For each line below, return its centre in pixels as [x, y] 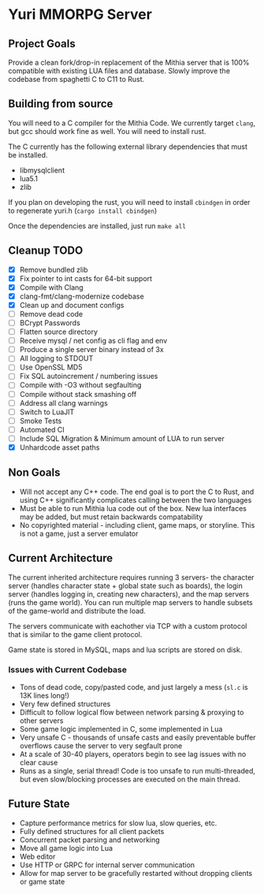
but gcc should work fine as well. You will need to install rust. [107, 131]
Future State [39, 804]
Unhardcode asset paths [59, 447]
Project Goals [42, 44]
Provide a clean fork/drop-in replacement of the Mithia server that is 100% [129, 62]
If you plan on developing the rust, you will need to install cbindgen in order [129, 202]
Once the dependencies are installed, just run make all [97, 225]
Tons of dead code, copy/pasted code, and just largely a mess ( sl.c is [134, 687]
